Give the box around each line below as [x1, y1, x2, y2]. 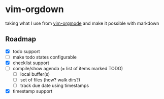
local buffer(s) [20, 71, 50, 77]
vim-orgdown [5, 4, 64, 15]
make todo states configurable [12, 54, 77, 60]
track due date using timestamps [20, 82, 89, 89]
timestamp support [12, 88, 53, 94]
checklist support [12, 60, 49, 66]
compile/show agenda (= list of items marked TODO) [12, 65, 123, 71]
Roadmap [5, 35, 37, 43]
